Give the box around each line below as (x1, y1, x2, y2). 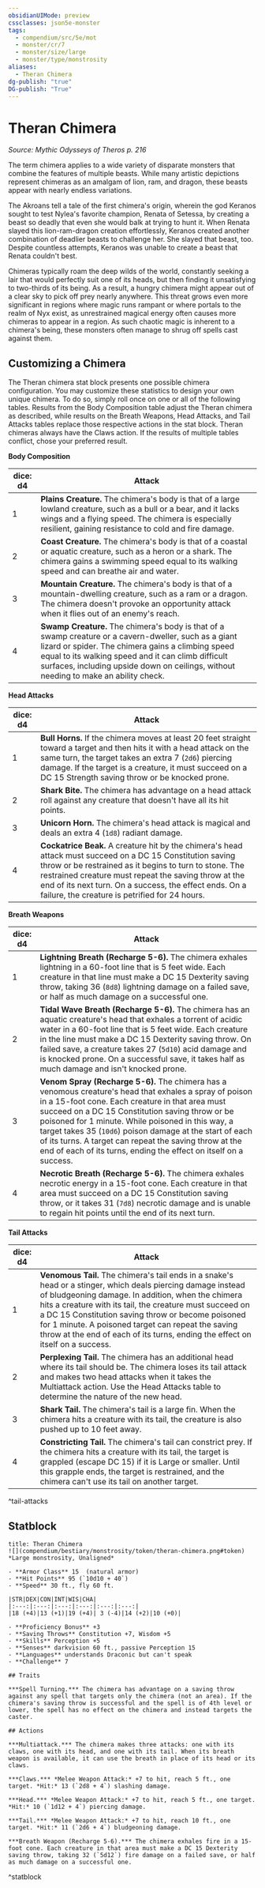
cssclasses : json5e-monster (8, 19, 101, 27)
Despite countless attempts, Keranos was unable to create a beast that (8, 243, 238, 253)
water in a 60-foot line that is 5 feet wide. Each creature (39, 1024, 248, 1035)
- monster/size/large (15, 48, 87, 56)
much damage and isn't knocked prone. (39, 1063, 187, 1074)
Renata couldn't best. (8, 251, 77, 261)
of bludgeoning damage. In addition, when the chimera (39, 1289, 243, 1300)
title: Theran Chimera (8, 1540, 83, 1548)
